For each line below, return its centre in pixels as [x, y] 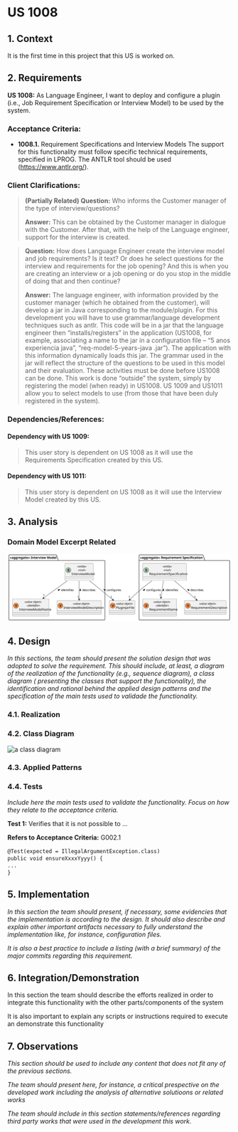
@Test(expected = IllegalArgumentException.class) [84, 851]
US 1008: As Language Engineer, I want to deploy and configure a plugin [114, 95]
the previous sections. [40, 1071]
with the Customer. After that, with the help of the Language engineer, [127, 230]
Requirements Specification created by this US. [94, 460]
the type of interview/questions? [72, 208]
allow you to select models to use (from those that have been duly [121, 393]
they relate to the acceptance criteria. [63, 810]
